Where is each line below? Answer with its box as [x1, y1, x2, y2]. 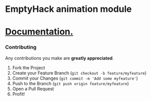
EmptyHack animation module [5, 3, 132, 15]
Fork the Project [12, 64, 46, 70]
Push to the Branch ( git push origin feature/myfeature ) [12, 80, 129, 86]
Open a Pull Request [12, 86, 54, 92]
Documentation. [5, 26, 73, 38]
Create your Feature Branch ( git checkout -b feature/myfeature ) [12, 70, 147, 76]
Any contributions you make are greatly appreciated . [5, 55, 114, 61]
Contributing [5, 44, 37, 50]
